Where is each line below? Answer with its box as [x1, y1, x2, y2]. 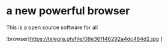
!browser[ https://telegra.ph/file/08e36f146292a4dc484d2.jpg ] [6, 35, 163, 42]
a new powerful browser [6, 4, 130, 18]
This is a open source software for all [6, 24, 98, 31]
